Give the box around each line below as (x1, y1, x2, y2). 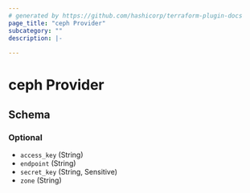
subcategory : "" (8, 26, 63, 34)
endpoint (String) (19, 159, 76, 168)
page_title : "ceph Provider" (8, 19, 106, 27)
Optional (8, 131, 43, 143)
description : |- (8, 34, 63, 42)
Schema (8, 107, 51, 121)
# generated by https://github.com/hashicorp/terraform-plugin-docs (8, 11, 243, 20)
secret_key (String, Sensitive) (19, 167, 118, 176)
